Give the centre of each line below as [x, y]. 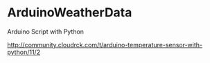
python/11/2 [24, 52]
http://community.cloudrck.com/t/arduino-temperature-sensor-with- [105, 45]
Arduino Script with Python [46, 32]
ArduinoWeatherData [70, 13]
